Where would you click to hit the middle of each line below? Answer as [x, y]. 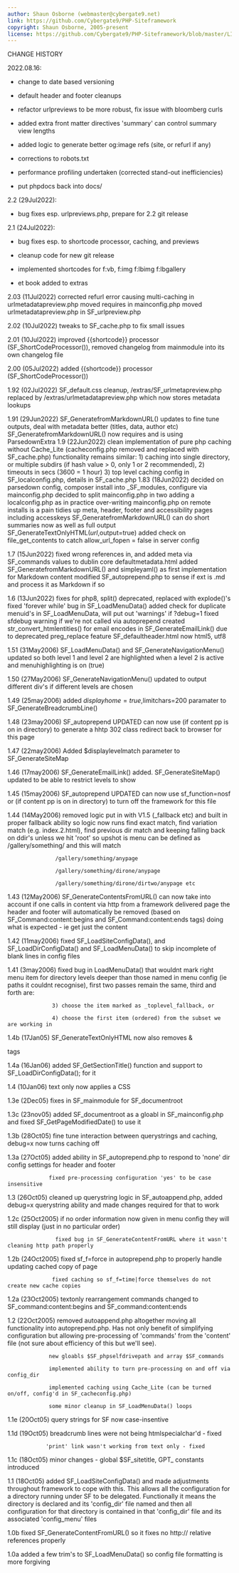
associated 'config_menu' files [52, 1519]
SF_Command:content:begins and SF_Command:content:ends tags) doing [116, 920]
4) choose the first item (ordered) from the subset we [137, 1018]
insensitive [25, 1184]
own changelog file [36, 355]
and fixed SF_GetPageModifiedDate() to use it [74, 1122]
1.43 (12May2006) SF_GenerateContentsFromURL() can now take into [109, 897]
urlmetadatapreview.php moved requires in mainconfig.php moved [105, 305]
